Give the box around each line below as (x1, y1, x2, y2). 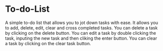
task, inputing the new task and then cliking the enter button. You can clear (5, 35, 158, 41)
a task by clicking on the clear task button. (5, 40, 91, 46)
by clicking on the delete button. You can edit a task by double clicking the (5, 30, 156, 36)
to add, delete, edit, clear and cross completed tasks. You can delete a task (5, 25, 158, 30)
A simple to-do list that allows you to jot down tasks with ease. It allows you (5, 20, 159, 25)
